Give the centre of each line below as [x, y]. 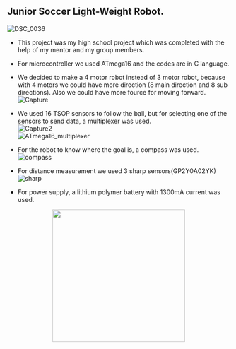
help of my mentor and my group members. [81, 49]
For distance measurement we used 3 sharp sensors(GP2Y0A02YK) [117, 171]
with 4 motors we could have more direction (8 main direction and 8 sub [123, 85]
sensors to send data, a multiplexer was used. [84, 121]
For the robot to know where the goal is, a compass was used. [108, 149]
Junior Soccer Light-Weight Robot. [85, 12]
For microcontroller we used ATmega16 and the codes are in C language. [123, 64]
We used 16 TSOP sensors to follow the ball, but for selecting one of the [122, 113]
